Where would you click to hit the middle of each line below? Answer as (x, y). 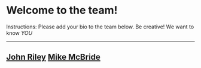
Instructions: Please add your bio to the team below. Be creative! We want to (100, 27)
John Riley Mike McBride (53, 57)
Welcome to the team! (62, 10)
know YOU (19, 33)
